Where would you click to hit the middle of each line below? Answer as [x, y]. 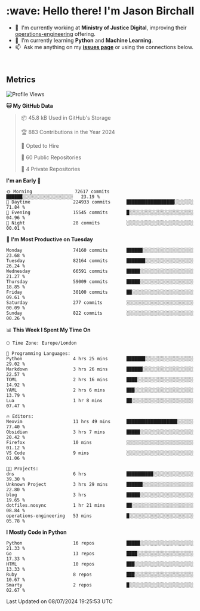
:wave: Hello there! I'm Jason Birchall [100, 11]
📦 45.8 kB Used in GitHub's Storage [66, 117]
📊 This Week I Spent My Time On [48, 330]
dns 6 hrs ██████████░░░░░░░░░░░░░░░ [100, 474]
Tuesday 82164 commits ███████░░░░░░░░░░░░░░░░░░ [100, 261]
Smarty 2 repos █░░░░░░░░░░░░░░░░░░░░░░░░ [100, 585]
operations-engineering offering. [55, 34]
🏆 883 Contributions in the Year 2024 [68, 132]
